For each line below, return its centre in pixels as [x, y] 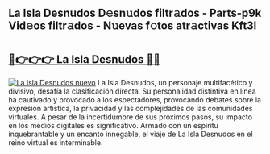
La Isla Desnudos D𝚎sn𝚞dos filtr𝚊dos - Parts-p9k [135, 13]
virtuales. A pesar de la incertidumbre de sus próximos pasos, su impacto [130, 117]
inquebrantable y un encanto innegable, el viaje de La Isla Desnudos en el [131, 134]
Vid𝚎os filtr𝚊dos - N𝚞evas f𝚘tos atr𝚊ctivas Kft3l [133, 26]
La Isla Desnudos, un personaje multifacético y [175, 83]
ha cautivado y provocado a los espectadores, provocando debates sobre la [135, 100]
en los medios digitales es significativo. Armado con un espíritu [114, 125]
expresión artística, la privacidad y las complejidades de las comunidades [131, 108]
